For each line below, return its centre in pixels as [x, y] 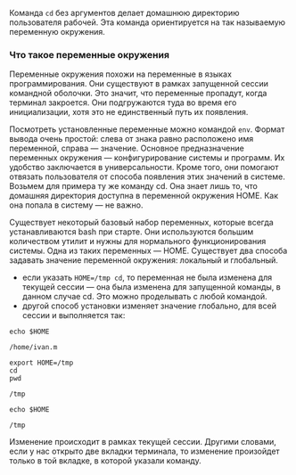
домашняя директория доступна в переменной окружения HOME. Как [144, 196]
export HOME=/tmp [41, 363]
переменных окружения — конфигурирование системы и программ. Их [147, 158]
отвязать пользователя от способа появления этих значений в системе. [147, 176]
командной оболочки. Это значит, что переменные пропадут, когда [138, 94]
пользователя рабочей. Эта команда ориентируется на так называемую [148, 22]
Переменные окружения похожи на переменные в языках [120, 74]
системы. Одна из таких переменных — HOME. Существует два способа [148, 251]
